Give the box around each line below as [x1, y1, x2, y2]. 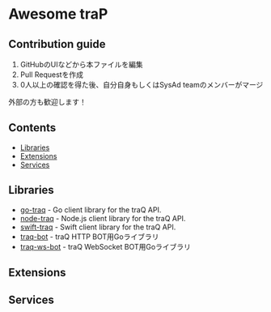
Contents [8, 121, 57, 135]
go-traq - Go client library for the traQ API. [19, 204, 162, 215]
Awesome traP [8, 5, 108, 24]
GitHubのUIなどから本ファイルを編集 [19, 60, 143, 69]
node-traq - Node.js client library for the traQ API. [19, 213, 186, 223]
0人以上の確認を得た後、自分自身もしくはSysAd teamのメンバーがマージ [19, 80, 264, 89]
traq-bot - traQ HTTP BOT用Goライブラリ [19, 232, 159, 241]
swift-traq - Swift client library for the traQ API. [19, 222, 176, 232]
